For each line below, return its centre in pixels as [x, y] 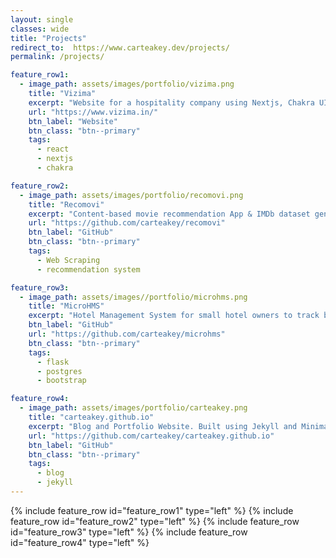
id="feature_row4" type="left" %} [80, 542]
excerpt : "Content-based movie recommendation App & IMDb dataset [169, 214]
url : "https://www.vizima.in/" [93, 112]
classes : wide [40, 29]
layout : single [42, 19]
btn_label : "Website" [73, 121]
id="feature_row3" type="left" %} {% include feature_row [129, 532]
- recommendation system [88, 269]
